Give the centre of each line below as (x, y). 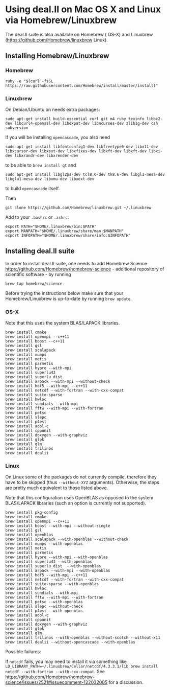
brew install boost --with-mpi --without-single (58, 526)
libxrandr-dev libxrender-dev (47, 155)
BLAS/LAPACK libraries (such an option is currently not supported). (76, 503)
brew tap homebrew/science (34, 284)
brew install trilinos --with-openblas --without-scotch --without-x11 (83, 638)
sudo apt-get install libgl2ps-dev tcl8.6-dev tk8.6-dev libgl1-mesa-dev (85, 174)
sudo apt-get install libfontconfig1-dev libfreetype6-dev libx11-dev (82, 147)
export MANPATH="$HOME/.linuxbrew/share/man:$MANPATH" (65, 231)
